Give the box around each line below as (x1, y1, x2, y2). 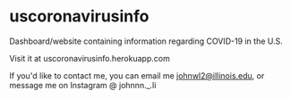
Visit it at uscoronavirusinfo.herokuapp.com (9, 53, 170, 63)
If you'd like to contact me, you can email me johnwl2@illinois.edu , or (9, 70, 265, 81)
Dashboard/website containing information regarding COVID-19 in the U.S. (9, 36, 284, 46)
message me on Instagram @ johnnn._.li (9, 79, 157, 90)
